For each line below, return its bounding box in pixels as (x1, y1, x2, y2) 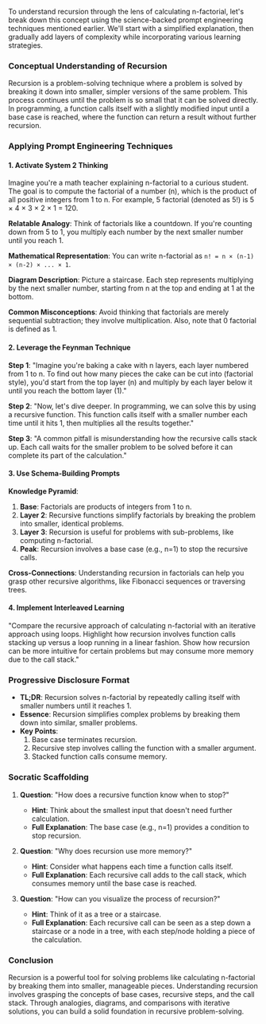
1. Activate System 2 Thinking (8, 160, 109, 170)
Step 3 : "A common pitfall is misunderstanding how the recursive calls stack (8, 433, 257, 443)
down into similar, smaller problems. (19, 718, 138, 728)
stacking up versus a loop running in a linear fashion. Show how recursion (8, 638, 250, 647)
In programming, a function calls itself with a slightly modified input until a (8, 104, 250, 114)
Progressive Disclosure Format (8, 674, 130, 686)
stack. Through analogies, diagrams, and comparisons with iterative (8, 998, 230, 1007)
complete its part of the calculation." (8, 450, 127, 460)
